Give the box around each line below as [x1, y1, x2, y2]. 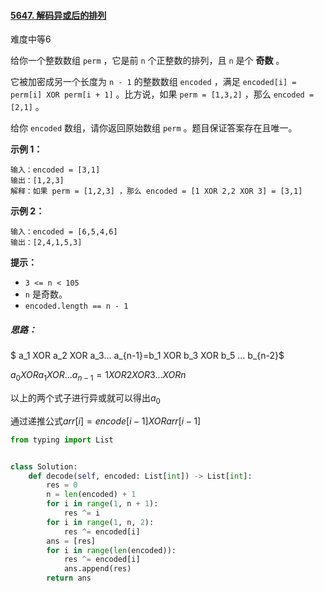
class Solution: [10, 461, 78, 472]
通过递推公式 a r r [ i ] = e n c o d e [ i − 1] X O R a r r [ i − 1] [10, 415, 202, 427]
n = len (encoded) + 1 [46, 490, 137, 500]
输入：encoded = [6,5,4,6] [10, 227, 118, 237]
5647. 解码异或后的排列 [10, 9, 107, 21]
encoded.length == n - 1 [24, 301, 129, 312]
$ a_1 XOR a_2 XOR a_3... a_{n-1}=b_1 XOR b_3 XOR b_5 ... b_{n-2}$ [10, 350, 285, 362]
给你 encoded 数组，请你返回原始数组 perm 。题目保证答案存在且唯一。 [10, 122, 298, 134]
